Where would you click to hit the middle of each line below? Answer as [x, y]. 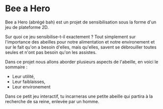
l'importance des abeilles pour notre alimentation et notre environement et [80, 42]
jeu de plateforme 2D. [27, 27]
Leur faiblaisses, [29, 82]
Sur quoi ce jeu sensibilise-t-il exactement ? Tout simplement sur [70, 37]
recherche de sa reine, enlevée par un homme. [52, 101]
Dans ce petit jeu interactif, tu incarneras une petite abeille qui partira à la [79, 96]
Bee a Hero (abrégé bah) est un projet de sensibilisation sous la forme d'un [81, 22]
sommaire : [16, 67]
